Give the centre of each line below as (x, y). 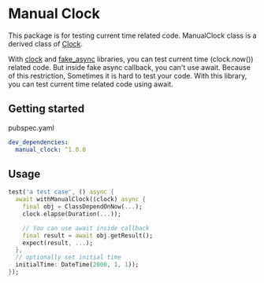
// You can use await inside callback (86, 228)
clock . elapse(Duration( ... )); (72, 214)
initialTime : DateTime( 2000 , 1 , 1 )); (77, 265)
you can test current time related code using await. (91, 84)
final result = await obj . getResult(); (88, 235)
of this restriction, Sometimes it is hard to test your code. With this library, (128, 75)
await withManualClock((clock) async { (81, 200)
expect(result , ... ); (58, 243)
